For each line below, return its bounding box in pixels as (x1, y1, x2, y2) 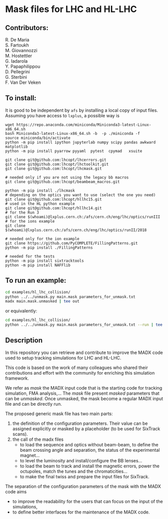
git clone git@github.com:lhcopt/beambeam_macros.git (5, 179, 120, 184)
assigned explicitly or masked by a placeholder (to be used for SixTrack (12, 425, 160, 432)
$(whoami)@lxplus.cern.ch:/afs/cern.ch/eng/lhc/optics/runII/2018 (5, 227, 147, 233)
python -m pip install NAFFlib (5, 262, 71, 268)
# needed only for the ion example (5, 236, 80, 241)
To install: (5, 94, 37, 102)
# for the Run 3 (5, 210, 39, 215)
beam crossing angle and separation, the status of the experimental (20, 447, 160, 453)
